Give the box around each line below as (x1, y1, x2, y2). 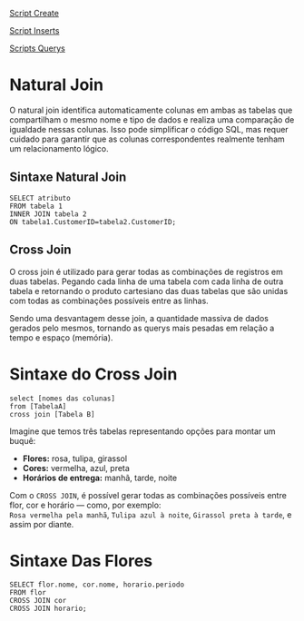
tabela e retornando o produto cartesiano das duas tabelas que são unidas (9, 285, 289, 296)
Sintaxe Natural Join (9, 170, 127, 185)
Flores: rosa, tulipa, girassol (22, 453, 128, 464)
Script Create (9, 8, 59, 18)
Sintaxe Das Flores (9, 550, 153, 571)
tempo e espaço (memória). (9, 331, 113, 343)
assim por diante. (9, 518, 74, 529)
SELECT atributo (9, 193, 71, 202)
